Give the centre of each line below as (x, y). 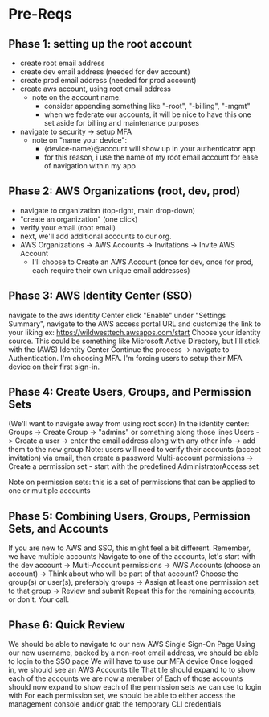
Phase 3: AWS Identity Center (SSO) (100, 296)
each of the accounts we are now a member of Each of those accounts (126, 678)
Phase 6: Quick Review (67, 625)
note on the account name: (77, 97)
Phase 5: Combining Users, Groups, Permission (129, 516)
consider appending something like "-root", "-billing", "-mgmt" (147, 106)
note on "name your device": (79, 140)
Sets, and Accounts (58, 528)
